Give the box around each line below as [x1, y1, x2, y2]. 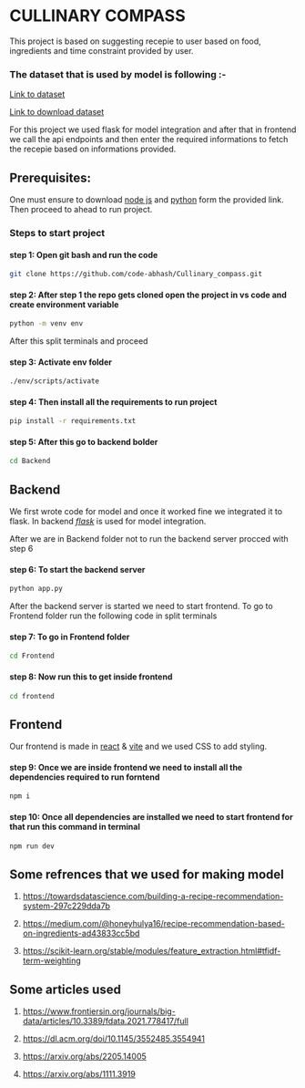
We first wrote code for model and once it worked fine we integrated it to [9, 506, 283, 517]
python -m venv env [9, 319, 84, 328]
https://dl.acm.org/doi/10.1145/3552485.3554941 [22, 1033, 206, 1044]
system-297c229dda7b [22, 900, 111, 912]
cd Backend [9, 457, 51, 466]
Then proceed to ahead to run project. [9, 204, 153, 215]
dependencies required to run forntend [9, 772, 160, 782]
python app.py [9, 585, 64, 594]
